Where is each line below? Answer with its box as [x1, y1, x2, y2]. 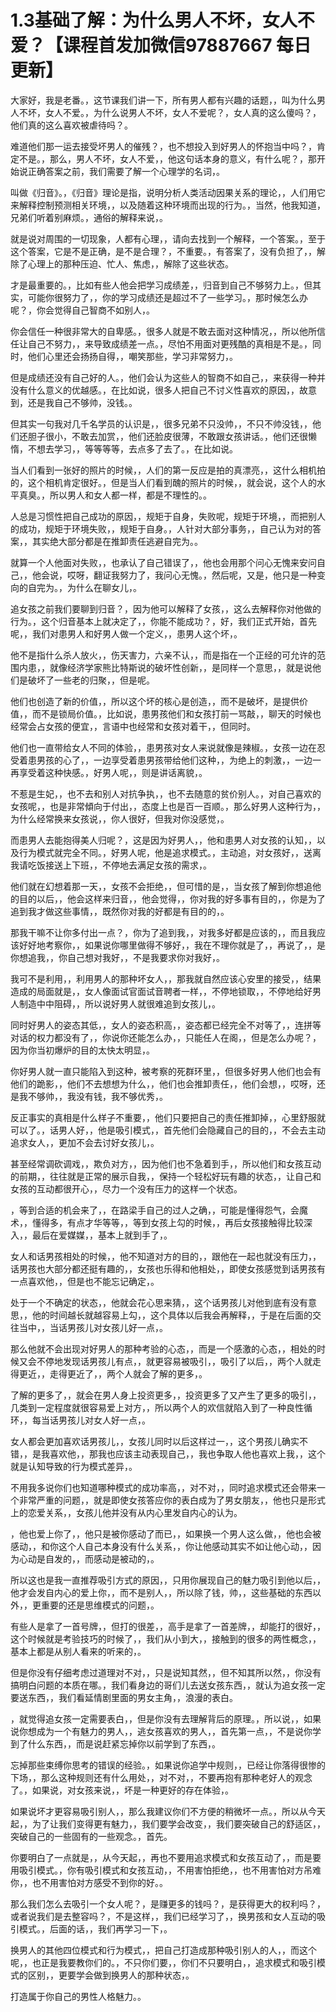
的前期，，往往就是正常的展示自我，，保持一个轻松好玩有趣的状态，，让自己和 [10, 1170, 322, 1182]
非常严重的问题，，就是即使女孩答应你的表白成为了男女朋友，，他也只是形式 [18, 1494, 326, 1506]
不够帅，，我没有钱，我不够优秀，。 [27, 1090, 168, 1102]
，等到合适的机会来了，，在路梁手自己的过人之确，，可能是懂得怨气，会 [10, 1204, 300, 1216]
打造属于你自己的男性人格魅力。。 [10, 1990, 147, 2002]
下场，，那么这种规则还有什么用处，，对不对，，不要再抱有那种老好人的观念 [10, 1771, 313, 1783]
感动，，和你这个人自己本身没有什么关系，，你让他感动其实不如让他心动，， [10, 1540, 313, 1552]
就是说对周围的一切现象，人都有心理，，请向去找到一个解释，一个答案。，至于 [10, 232, 326, 245]
